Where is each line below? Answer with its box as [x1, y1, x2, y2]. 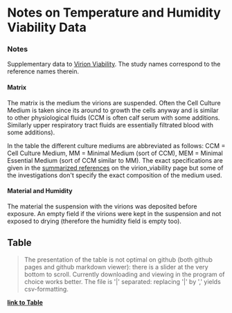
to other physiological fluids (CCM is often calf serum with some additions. [7, 113, 220, 122]
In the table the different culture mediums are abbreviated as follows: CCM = [7, 141, 226, 150]
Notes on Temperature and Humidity [7, 5, 222, 21]
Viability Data [7, 19, 87, 35]
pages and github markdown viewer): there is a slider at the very [24, 262, 209, 271]
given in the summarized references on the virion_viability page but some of [7, 163, 224, 172]
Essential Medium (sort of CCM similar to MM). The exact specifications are [7, 156, 223, 164]
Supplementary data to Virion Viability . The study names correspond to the [7, 60, 221, 69]
